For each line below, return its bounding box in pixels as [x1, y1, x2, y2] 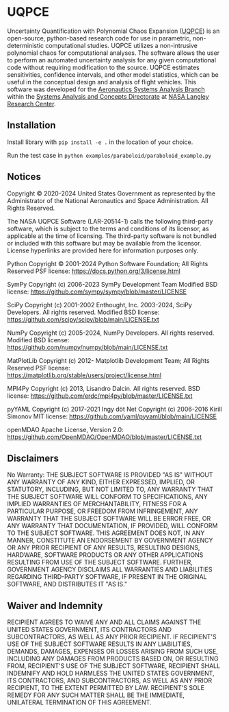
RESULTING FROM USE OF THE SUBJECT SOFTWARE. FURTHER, [7, 558, 193, 567]
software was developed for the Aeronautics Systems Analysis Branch [7, 85, 205, 93]
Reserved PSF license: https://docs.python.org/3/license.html [7, 267, 181, 275]
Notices [7, 171, 41, 182]
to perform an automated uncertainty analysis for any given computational [7, 56, 217, 64]
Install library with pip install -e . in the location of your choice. [7, 138, 193, 146]
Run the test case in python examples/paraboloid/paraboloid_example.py [7, 151, 212, 159]
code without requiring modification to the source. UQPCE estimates [7, 63, 200, 71]
